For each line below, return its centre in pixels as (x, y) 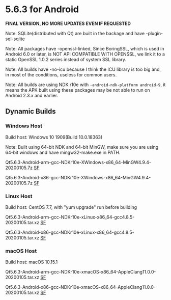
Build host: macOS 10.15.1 (32, 262)
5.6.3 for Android (42, 9)
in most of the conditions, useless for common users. (61, 74)
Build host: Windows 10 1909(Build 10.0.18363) (54, 137)
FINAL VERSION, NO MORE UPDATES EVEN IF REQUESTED (68, 23)
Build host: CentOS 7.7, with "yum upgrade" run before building (71, 207)
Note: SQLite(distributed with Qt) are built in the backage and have (75, 33)
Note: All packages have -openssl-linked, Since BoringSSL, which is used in (85, 48)
